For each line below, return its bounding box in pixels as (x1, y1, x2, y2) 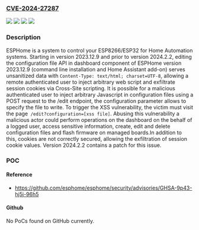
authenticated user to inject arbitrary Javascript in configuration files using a (6, 91, 194, 98)
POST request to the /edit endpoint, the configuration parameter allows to (6, 97, 187, 105)
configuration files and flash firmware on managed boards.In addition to (6, 129, 182, 136)
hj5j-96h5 (14, 190, 39, 197)
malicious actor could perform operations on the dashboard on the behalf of (6, 116, 192, 123)
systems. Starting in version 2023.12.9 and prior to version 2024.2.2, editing (6, 53, 192, 60)
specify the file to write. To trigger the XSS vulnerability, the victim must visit (6, 103, 193, 111)
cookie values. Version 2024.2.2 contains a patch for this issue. (6, 141, 162, 149)
